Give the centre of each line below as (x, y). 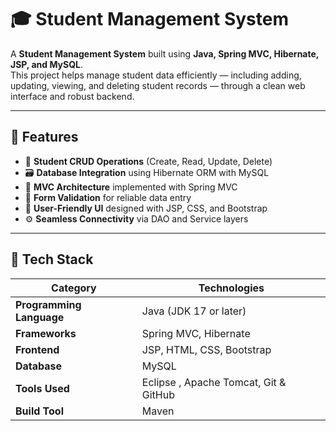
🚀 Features (44, 137)
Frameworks (46, 333)
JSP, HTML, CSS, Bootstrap (206, 349)
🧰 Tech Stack (52, 259)
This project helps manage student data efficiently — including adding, (156, 75)
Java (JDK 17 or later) (194, 311)
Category (74, 288)
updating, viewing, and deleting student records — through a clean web (158, 85)
